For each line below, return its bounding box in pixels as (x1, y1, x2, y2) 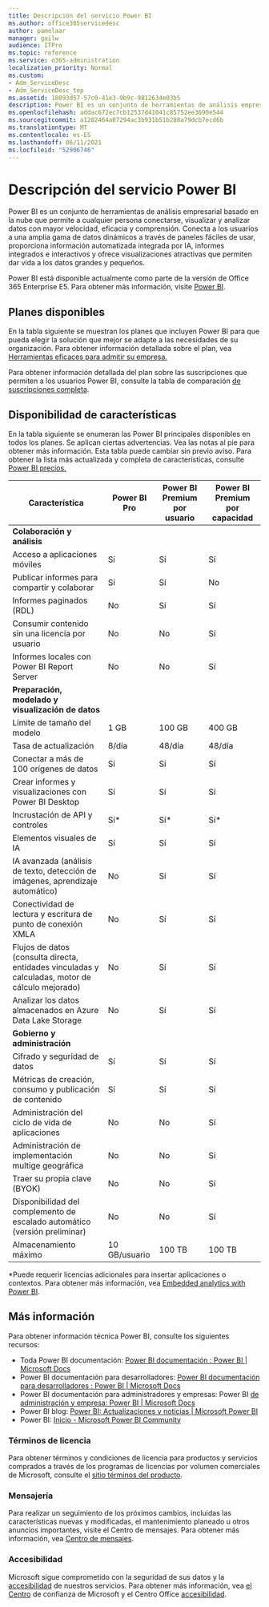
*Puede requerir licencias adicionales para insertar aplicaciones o (8, 1270, 227, 1279)
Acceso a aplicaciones (12, 548, 98, 559)
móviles (12, 559, 42, 570)
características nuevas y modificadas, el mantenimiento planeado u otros (8, 1516, 250, 1527)
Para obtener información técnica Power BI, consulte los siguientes (8, 1331, 230, 1341)
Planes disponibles (8, 305, 106, 319)
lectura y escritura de (12, 908, 93, 919)
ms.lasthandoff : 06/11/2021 (8, 138, 102, 147)
